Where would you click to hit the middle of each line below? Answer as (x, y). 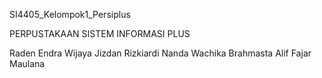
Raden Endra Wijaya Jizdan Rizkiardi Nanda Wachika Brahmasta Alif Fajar (160, 53)
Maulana (27, 63)
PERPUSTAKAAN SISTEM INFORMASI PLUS (100, 33)
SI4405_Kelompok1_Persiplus (70, 14)
